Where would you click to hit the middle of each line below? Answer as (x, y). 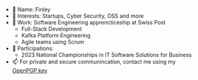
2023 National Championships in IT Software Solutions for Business (107, 55)
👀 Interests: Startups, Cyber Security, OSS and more (78, 16)
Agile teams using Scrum (53, 42)
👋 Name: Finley (31, 9)
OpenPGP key (30, 71)
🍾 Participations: (33, 48)
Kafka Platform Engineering (56, 35)
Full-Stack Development (52, 29)
